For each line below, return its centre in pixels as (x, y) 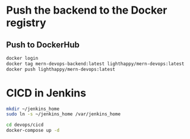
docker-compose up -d (33, 131)
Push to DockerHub (43, 45)
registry (26, 23)
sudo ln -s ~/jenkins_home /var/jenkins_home (63, 114)
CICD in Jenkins (46, 93)
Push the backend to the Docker (87, 10)
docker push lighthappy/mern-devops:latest (61, 69)
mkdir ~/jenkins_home (33, 109)
